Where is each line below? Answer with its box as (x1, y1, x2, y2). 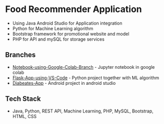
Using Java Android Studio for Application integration (12, 20, 122, 26)
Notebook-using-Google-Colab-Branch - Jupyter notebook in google (12, 64, 155, 70)
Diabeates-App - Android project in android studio (12, 80, 116, 86)
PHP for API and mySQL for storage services (12, 36, 105, 42)
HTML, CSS (12, 113, 36, 119)
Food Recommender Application (5, 4, 142, 15)
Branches (5, 51, 36, 59)
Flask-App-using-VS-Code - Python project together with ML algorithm (12, 74, 159, 81)
